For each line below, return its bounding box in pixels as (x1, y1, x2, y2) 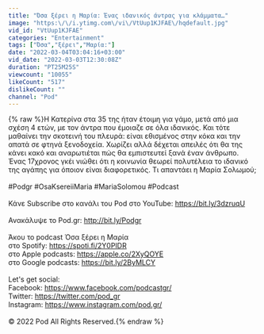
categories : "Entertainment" (8, 33, 105, 42)
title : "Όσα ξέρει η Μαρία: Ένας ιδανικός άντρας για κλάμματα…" (8, 11, 228, 20)
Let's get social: (8, 274, 60, 284)
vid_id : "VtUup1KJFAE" (8, 26, 83, 34)
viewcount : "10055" (8, 71, 73, 79)
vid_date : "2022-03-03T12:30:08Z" (8, 56, 123, 64)
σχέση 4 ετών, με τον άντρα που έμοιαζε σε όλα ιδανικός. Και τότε (8, 123, 231, 132)
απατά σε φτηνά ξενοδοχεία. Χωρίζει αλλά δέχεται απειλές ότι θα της (8, 140, 243, 149)
